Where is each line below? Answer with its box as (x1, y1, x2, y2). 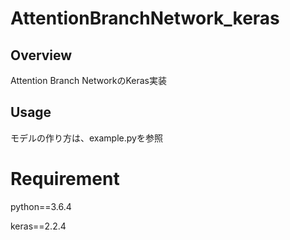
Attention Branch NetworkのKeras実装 (10, 75, 167, 86)
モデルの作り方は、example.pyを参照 (10, 132, 163, 144)
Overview (10, 47, 73, 64)
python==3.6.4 (10, 200, 72, 212)
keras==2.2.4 (10, 220, 67, 232)
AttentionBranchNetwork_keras (10, 7, 280, 30)
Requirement (10, 168, 120, 190)
